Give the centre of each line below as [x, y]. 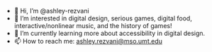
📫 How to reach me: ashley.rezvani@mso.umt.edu [88, 41]
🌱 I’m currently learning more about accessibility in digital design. [110, 33]
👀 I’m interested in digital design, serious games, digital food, [103, 18]
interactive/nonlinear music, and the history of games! [93, 26]
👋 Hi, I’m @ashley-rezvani [52, 11]
